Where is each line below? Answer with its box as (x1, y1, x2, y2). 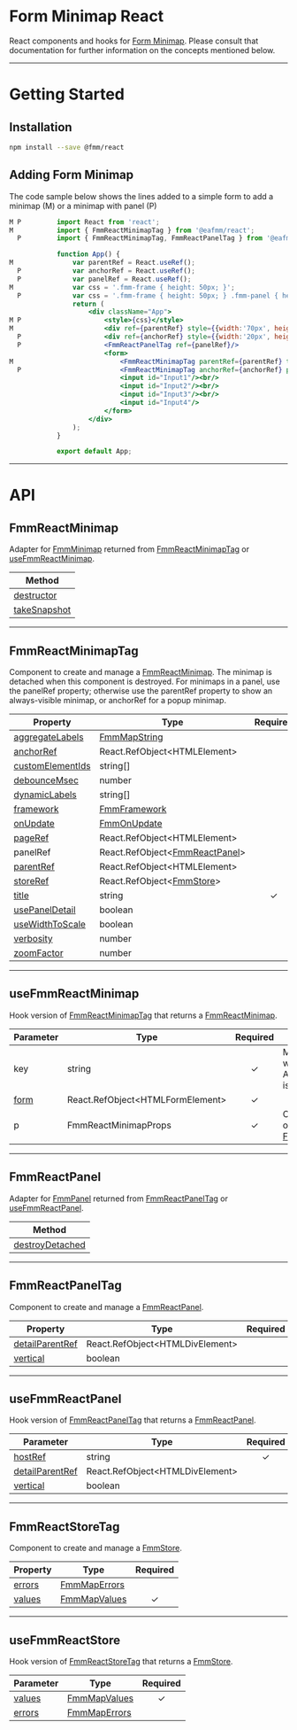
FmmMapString (99, 731, 164, 743)
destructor (13, 589, 57, 601)
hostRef (13, 1451, 47, 1463)
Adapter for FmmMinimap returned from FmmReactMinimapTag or (9, 544, 250, 555)
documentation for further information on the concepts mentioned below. (9, 44, 276, 55)
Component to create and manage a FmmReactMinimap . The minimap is (9, 667, 272, 678)
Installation (9, 120, 72, 135)
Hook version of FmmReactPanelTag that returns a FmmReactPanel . (9, 1415, 256, 1425)
